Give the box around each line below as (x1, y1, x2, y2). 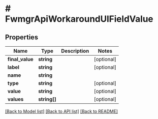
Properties (5, 33, 38, 41)
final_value (7, 56, 33, 62)
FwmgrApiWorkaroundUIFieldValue (5, 13, 154, 25)
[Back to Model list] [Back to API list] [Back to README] (5, 109, 118, 114)
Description (61, 48, 90, 54)
